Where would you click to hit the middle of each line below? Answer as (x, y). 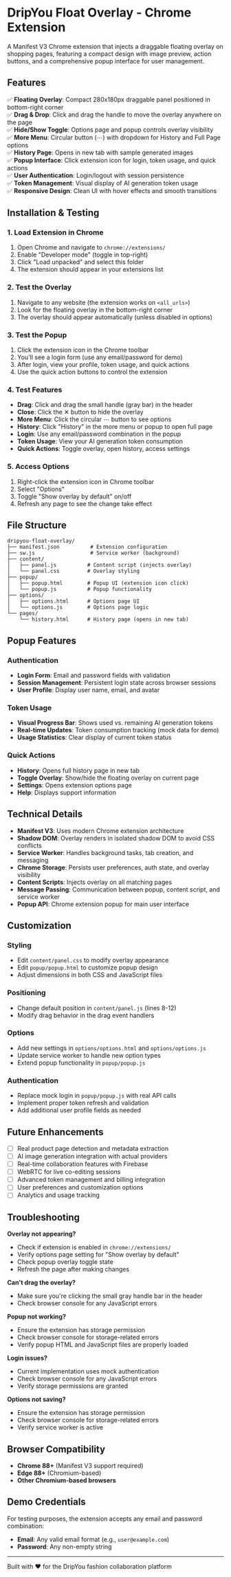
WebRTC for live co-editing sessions (69, 1172)
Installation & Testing (53, 213)
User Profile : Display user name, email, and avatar (88, 690)
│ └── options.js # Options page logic (78, 607)
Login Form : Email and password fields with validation (93, 675)
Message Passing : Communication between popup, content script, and (118, 889)
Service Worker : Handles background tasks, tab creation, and (105, 852)
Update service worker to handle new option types (89, 1055)
